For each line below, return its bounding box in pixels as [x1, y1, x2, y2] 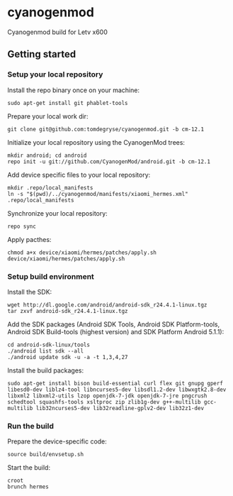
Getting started [7, 48, 76, 60]
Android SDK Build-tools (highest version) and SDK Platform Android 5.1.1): [7, 327, 225, 336]
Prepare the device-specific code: [7, 437, 108, 446]
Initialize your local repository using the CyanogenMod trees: [7, 138, 186, 146]
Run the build [7, 421, 55, 431]
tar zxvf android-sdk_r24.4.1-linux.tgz [7, 307, 129, 314]
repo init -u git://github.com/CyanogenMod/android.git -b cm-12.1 [7, 158, 211, 165]
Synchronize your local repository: [7, 209, 108, 217]
